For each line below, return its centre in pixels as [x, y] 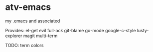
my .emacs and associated [33, 21]
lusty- [143, 30]
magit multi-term [40, 36]
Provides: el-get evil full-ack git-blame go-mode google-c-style [71, 30]
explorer [14, 36]
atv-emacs [28, 7]
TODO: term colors [24, 45]
